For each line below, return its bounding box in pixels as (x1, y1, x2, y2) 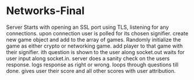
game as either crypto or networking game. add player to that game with (6, 42, 183, 49)
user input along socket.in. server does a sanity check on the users (6, 55, 170, 62)
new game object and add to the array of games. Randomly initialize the (6, 36, 182, 43)
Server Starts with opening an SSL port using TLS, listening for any (6, 24, 169, 31)
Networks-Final (6, 4, 85, 18)
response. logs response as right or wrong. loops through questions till (6, 61, 179, 68)
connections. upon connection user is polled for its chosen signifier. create (6, 29, 189, 36)
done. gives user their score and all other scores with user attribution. (6, 67, 176, 74)
